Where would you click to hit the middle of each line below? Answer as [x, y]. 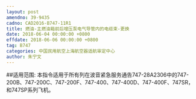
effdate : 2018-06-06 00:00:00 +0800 [52, 40]
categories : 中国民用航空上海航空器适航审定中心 [61, 51]
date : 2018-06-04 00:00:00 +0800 [48, 34]
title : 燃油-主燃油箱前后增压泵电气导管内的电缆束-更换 [68, 29]
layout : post [23, 12]
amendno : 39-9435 [28, 18]
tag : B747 [19, 46]
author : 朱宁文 [24, 57]
